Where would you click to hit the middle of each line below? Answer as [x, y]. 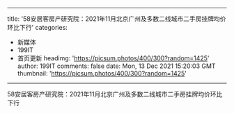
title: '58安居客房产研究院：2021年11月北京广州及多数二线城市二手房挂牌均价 [117, 19]
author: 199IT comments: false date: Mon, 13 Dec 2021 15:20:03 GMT [116, 66]
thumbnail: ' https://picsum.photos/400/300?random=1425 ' [102, 73]
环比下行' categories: [38, 27]
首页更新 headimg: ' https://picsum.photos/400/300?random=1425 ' [114, 58]
